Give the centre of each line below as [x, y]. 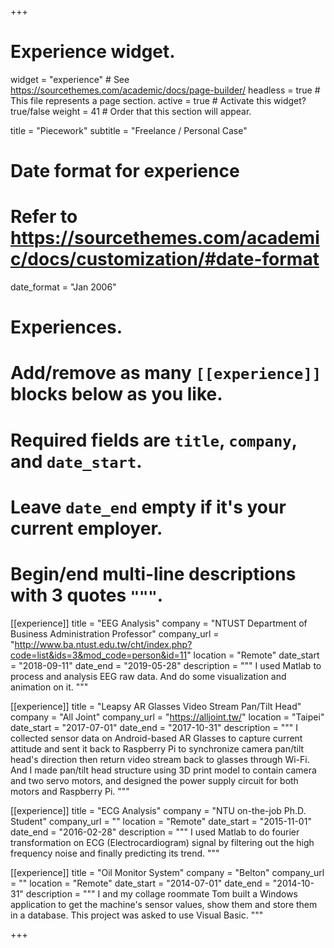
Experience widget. [93, 52]
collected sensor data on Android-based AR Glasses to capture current [156, 738]
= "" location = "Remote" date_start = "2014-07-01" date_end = [140, 883]
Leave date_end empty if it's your [148, 507]
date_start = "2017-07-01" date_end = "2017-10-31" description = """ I [154, 727]
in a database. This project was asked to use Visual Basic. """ [137, 915]
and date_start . [76, 461]
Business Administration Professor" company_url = [115, 633]
